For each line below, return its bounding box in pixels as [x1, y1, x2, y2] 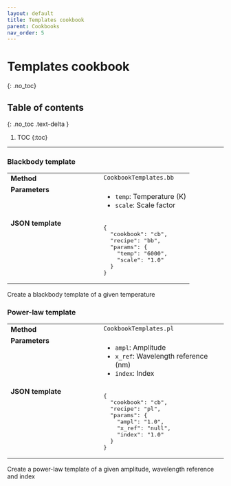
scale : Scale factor [115, 200, 176, 210]
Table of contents [7, 101, 84, 114]
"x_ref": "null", [116, 424, 171, 432]
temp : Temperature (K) [115, 192, 187, 202]
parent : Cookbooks [7, 23, 60, 30]
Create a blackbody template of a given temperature [7, 290, 155, 299]
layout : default [7, 10, 54, 17]
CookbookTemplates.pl [103, 324, 174, 332]
